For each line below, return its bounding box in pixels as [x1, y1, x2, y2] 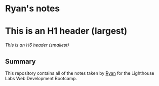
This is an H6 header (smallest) [5, 42, 69, 48]
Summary [5, 57, 36, 65]
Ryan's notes [5, 3, 60, 14]
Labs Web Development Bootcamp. [5, 76, 78, 81]
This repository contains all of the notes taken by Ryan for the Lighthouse [5, 70, 155, 76]
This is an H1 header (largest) [5, 26, 127, 37]
